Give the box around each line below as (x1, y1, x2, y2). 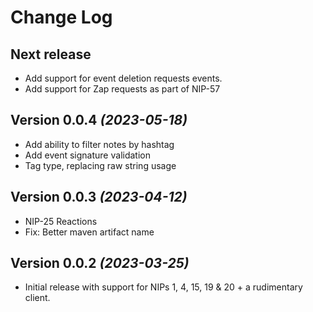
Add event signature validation (24, 149, 151, 161)
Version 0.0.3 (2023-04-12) (10, 189, 188, 206)
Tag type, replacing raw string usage (24, 159, 177, 171)
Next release (10, 46, 92, 63)
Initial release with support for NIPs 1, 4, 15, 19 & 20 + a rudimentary (24, 281, 303, 293)
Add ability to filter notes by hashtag (24, 138, 175, 150)
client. (24, 292, 51, 304)
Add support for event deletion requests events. (24, 72, 223, 84)
